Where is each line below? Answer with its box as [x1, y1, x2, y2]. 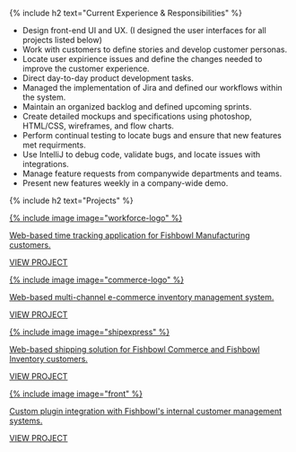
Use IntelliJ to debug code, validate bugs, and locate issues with [22, 149, 261, 160]
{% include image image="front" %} [9, 388, 144, 399]
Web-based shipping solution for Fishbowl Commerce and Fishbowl [9, 344, 260, 354]
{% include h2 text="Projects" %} [9, 195, 134, 206]
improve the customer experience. [22, 63, 150, 74]
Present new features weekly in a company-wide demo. [22, 178, 229, 188]
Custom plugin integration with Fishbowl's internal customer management [9, 406, 283, 416]
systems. [9, 415, 43, 426]
